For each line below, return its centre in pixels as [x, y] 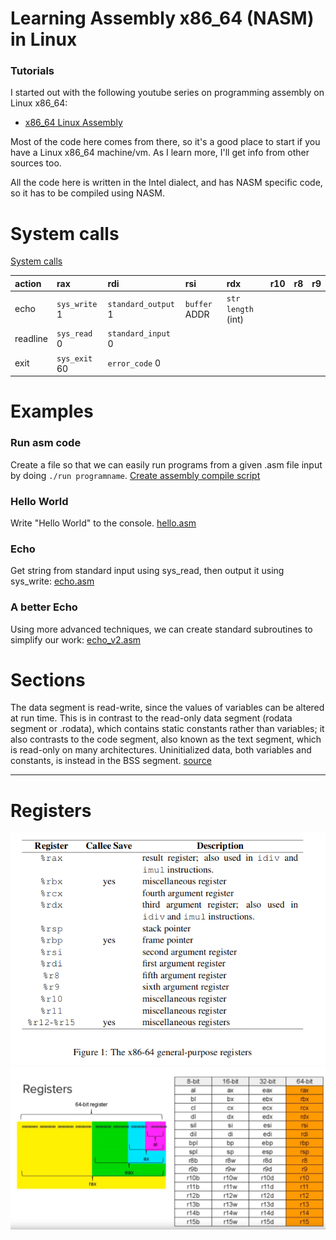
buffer [198, 304]
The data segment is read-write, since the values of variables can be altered [167, 708]
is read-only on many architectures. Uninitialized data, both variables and [161, 750]
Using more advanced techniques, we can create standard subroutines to [161, 629]
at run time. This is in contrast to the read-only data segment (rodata [151, 718]
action [28, 283]
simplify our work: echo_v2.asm [76, 639]
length [240, 310]
